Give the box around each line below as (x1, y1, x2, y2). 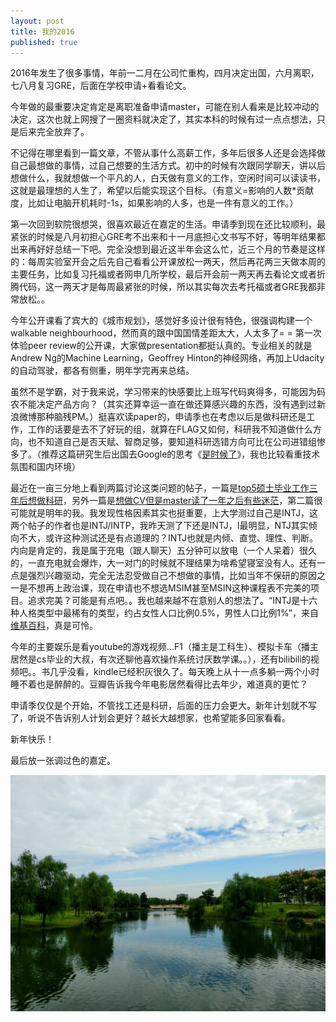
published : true (10, 37, 78, 47)
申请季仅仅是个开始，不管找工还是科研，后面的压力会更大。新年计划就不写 (10, 700, 317, 712)
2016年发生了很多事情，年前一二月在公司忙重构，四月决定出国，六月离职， (10, 67, 320, 79)
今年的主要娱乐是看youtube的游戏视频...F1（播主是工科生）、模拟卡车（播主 (10, 641, 319, 653)
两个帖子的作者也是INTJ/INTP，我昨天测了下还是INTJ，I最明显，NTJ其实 (10, 520, 309, 532)
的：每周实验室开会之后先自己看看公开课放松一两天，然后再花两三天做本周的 (10, 256, 326, 268)
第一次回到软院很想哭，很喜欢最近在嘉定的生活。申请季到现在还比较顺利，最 (10, 218, 326, 230)
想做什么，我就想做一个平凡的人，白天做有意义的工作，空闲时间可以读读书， (10, 172, 326, 184)
